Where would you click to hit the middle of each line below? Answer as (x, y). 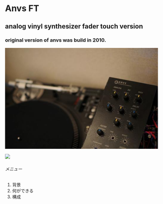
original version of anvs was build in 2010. (56, 40)
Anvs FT (22, 8)
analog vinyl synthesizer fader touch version (74, 26)
